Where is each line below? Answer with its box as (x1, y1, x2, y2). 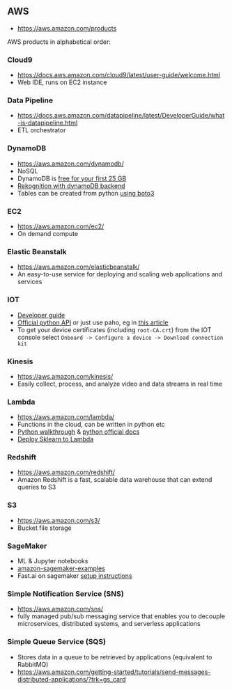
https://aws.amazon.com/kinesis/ (17, 372, 114, 380)
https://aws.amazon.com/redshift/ (17, 468, 116, 476)
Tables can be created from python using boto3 (17, 189, 155, 197)
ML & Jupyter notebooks (17, 557, 88, 565)
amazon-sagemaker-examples (17, 564, 106, 573)
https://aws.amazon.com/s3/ (17, 516, 101, 524)
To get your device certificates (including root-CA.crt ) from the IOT (17, 325, 212, 334)
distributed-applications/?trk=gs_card (17, 675, 126, 683)
